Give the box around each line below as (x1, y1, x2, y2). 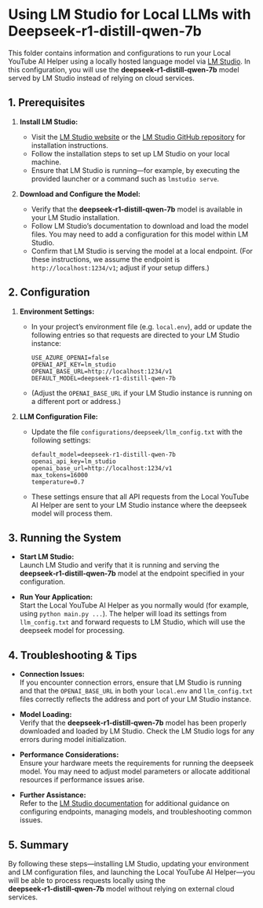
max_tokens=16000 (31, 471, 89, 479)
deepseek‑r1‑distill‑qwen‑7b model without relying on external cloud (8, 884, 235, 893)
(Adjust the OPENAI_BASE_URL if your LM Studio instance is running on (31, 388, 253, 398)
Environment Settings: (19, 307, 95, 316)
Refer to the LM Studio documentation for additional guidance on (19, 799, 230, 808)
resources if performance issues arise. (19, 775, 145, 785)
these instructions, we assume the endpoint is (31, 254, 181, 264)
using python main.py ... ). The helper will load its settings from (19, 609, 227, 619)
